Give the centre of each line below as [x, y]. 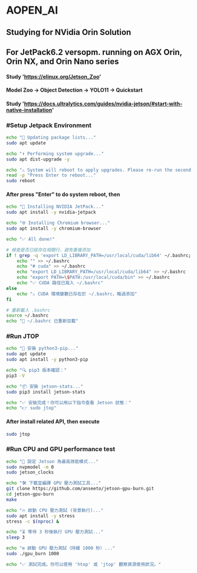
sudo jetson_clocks [30, 472]
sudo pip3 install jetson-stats [46, 392]
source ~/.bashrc [27, 316]
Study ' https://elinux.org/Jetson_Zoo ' [54, 76]
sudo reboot [21, 181]
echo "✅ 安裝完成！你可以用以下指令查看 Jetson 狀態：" [69, 403]
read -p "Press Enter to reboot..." [51, 175]
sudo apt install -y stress [41, 516]
